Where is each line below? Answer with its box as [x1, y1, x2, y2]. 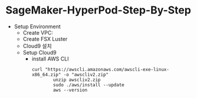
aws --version [52, 87, 88, 93]
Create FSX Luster [22, 35, 68, 42]
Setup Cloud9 [22, 49, 57, 56]
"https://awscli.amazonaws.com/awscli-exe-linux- [45, 66, 169, 72]
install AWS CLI [31, 55, 69, 62]
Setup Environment [14, 23, 61, 30]
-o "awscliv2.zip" [63, 72, 109, 77]
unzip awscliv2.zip [52, 77, 101, 83]
